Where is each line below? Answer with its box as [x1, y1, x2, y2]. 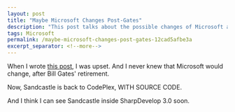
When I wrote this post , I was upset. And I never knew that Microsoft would [7, 62, 224, 70]
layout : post [7, 10, 45, 17]
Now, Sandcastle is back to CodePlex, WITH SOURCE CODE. [7, 83, 183, 91]
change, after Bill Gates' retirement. [7, 69, 110, 78]
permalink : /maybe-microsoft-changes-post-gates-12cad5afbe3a [7, 36, 192, 43]
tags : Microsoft [7, 29, 55, 37]
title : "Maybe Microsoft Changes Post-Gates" [7, 17, 142, 24]
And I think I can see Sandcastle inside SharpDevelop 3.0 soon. [7, 97, 190, 105]
